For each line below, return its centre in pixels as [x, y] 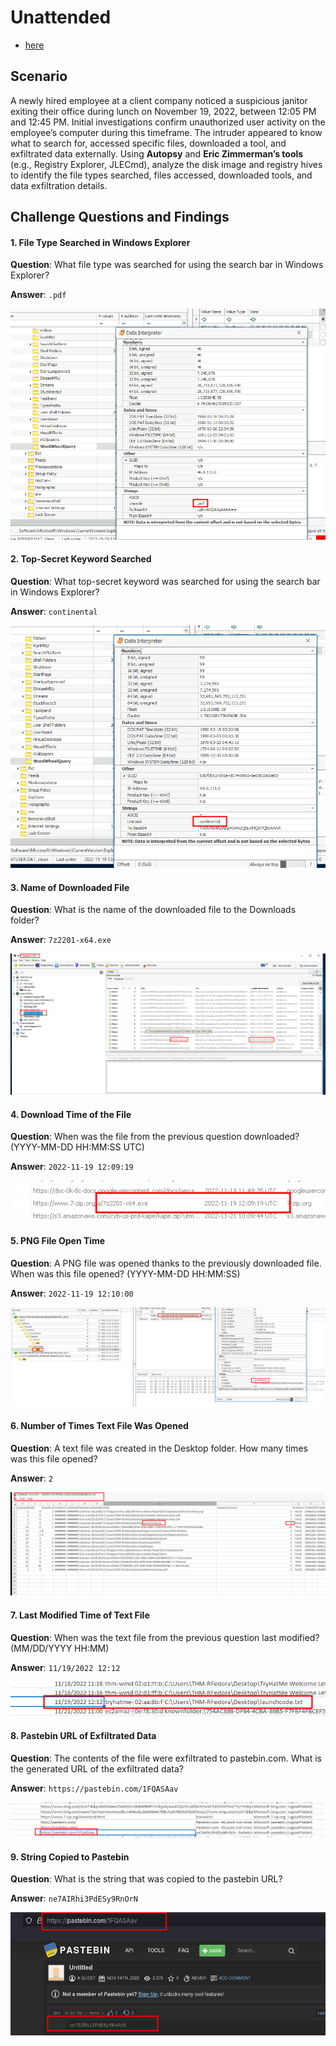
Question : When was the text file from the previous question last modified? [165, 1637]
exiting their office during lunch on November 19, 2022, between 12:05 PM [163, 111]
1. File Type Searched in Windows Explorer [100, 242]
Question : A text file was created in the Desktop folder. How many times [159, 1448]
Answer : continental [54, 611]
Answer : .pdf [38, 295]
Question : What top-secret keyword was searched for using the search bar [165, 581]
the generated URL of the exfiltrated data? [97, 1768]
